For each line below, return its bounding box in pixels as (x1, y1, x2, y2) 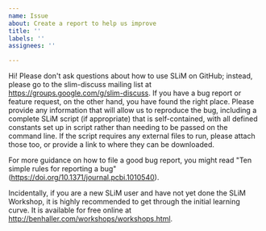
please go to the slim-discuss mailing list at (8, 80, 152, 90)
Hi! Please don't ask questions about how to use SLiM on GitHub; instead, (8, 71, 253, 81)
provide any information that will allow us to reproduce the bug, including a (8, 106, 257, 115)
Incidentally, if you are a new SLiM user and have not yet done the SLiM (8, 188, 246, 198)
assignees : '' (8, 42, 56, 50)
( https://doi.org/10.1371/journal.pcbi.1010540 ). (8, 173, 160, 183)
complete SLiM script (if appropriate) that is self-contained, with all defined (8, 114, 258, 124)
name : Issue (8, 11, 48, 20)
